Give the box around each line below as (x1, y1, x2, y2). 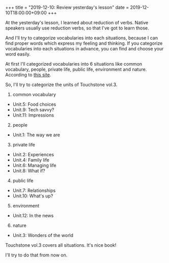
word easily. (5, 51, 31, 57)
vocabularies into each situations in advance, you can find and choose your (5, 46, 164, 51)
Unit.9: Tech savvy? (12, 107, 54, 112)
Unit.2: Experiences (12, 152, 54, 157)
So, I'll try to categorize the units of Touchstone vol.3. (5, 81, 118, 87)
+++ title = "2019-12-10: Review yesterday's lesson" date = (5, 5, 129, 10)
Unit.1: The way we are (12, 132, 60, 138)
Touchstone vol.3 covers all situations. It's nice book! (5, 242, 117, 248)
